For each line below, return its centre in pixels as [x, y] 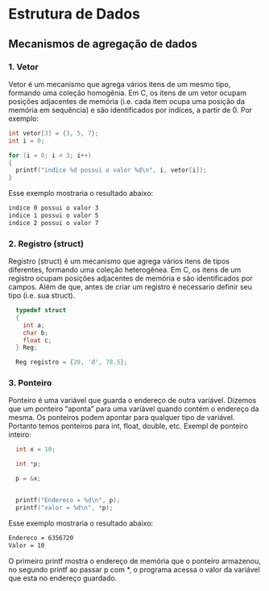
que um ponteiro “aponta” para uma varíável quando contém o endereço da [134, 409]
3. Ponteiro [30, 383]
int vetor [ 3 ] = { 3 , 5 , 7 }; [54, 133]
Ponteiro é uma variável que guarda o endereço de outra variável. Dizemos [132, 401]
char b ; [35, 333]
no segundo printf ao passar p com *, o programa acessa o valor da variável [134, 569]
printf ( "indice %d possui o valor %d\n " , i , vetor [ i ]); [111, 170]
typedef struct [41, 310]
